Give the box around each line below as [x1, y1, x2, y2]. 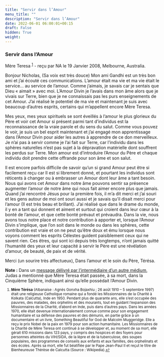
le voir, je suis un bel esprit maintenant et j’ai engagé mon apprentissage [5, 129, 151, 135]
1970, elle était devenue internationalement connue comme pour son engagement [11, 308, 148, 314]
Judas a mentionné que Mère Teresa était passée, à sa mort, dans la [5, 272, 143, 278]
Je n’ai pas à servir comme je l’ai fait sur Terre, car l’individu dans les [5, 139, 144, 145]
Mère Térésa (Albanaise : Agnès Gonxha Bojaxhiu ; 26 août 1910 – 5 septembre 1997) [11, 287, 154, 292]
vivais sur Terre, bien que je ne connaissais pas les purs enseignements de [5, 93, 157, 99]
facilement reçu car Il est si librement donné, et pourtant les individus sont [5, 170, 155, 176]
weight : [5, 35, 21, 40]
